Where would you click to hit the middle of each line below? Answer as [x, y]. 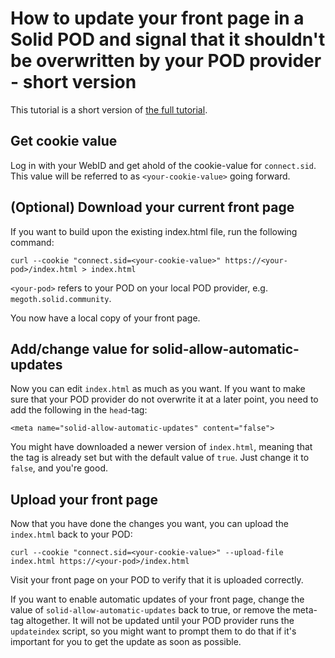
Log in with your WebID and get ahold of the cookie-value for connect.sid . [163, 165]
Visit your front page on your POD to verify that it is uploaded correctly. [157, 580]
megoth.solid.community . [61, 298]
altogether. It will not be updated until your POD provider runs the [160, 621]
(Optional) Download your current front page [152, 207]
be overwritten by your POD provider [166, 61]
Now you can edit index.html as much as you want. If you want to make [158, 389]
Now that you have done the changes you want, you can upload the [149, 524]
